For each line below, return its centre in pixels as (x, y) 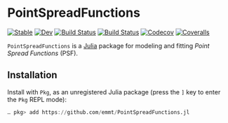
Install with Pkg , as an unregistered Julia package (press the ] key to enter (114, 92)
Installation (32, 75)
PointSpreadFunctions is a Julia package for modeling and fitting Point (108, 45)
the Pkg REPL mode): (37, 99)
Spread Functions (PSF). (43, 53)
